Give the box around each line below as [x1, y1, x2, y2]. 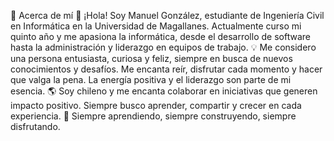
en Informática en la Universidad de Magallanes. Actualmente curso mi [10, 20, 302, 32]
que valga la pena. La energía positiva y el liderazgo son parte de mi [10, 74, 292, 85]
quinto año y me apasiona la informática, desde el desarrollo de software [10, 31, 311, 42]
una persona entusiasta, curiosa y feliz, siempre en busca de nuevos [10, 53, 293, 64]
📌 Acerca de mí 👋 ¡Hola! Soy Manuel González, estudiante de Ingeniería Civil [10, 10, 325, 21]
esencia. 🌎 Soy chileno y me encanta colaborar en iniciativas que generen [10, 85, 318, 97]
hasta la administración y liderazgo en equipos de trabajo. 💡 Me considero [10, 41, 317, 53]
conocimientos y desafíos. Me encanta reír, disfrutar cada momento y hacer [10, 63, 323, 75]
